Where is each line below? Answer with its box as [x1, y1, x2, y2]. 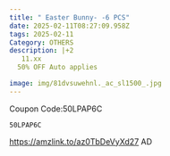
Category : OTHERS [9, 37, 74, 47]
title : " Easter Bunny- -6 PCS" [9, 12, 130, 22]
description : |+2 [9, 46, 74, 55]
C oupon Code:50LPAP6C [9, 103, 103, 114]
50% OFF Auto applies [17, 63, 98, 72]
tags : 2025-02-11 [9, 29, 74, 38]
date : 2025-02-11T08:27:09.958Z [9, 21, 130, 30]
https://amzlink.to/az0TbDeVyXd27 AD [9, 135, 153, 147]
